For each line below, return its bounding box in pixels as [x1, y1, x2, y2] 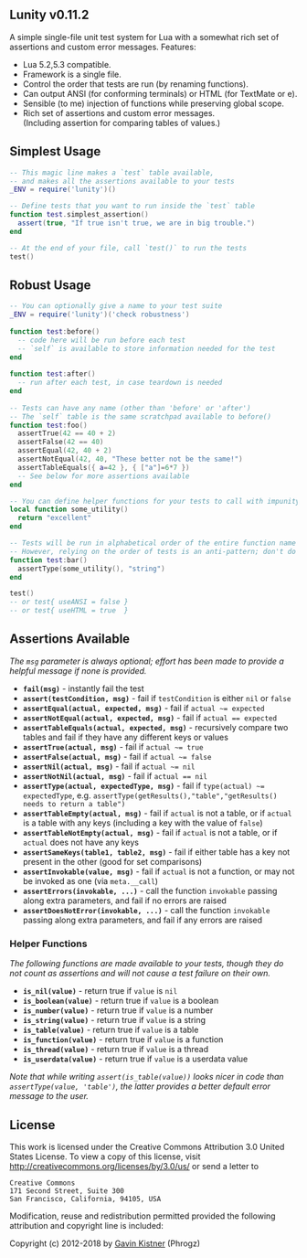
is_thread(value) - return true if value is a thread [22, 1044, 209, 1055]
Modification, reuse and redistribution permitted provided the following [9, 1210, 276, 1221]
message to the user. [9, 1091, 90, 1102]
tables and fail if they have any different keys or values [22, 731, 228, 742]
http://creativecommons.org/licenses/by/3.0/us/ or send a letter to [9, 1160, 259, 1171]
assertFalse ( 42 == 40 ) [17, 438, 104, 447]
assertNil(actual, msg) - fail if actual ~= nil [22, 761, 196, 772]
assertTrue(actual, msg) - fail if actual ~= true [22, 741, 204, 752]
